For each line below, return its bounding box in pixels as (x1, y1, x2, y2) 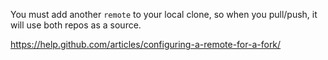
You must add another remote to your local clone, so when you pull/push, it (10, 9, 318, 20)
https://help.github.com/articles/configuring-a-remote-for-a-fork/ (10, 39, 282, 50)
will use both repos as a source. (10, 19, 142, 31)
